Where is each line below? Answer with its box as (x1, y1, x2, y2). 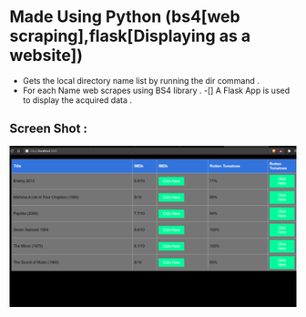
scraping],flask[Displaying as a (9, 26, 251, 46)
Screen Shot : (9, 121, 88, 137)
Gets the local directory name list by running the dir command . (22, 75, 260, 86)
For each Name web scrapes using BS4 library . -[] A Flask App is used (22, 85, 291, 96)
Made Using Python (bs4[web (9, 6, 240, 27)
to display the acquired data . (22, 94, 133, 106)
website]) (9, 46, 84, 66)
